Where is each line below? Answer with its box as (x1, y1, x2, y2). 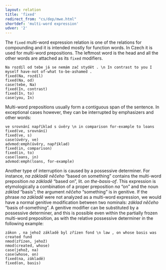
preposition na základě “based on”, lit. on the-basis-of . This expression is (5, 179, 157, 184)
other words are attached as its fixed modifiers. (5, 55, 103, 61)
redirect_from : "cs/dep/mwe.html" (5, 16, 77, 21)
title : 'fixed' (5, 12, 37, 17)
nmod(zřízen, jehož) (5, 239, 48, 244)
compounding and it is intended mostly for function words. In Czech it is (5, 45, 153, 51)
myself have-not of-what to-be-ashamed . (5, 69, 92, 75)
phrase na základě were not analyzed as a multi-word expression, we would (5, 194, 162, 200)
